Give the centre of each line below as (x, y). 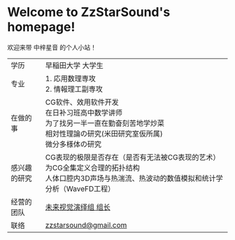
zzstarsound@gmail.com (86, 225)
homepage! (41, 27)
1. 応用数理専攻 (71, 78)
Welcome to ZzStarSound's (89, 12)
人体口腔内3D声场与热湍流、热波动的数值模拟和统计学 (134, 178)
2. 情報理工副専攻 (74, 89)
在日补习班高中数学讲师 (84, 113)
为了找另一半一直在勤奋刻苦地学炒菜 (105, 123)
